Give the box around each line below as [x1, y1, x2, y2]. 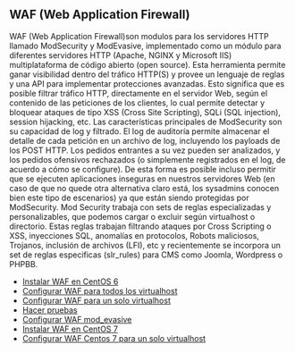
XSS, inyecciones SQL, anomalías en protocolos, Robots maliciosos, [9, 230, 259, 240]
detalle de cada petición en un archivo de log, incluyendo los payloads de [9, 135, 281, 146]
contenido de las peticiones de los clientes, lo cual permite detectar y [9, 97, 265, 108]
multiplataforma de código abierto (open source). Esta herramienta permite [9, 59, 286, 70]
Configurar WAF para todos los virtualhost [21, 285, 178, 296]
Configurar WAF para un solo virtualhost [21, 295, 172, 306]
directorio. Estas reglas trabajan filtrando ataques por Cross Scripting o [9, 221, 272, 231]
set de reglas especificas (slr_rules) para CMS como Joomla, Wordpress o [9, 249, 283, 260]
